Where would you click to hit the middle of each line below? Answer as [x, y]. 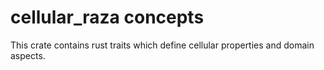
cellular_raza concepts [107, 17]
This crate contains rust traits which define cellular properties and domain [162, 45]
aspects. [28, 55]
